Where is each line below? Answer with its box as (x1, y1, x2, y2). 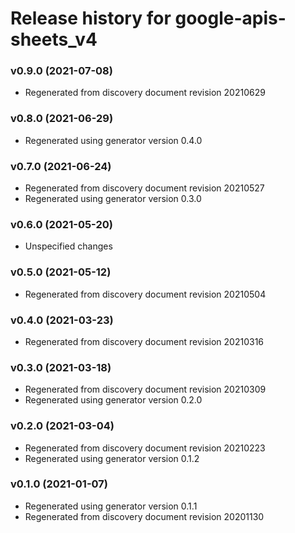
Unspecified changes (24, 240, 113, 252)
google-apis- (174, 7, 287, 30)
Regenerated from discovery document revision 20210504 (24, 288, 267, 300)
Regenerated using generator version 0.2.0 (24, 394, 203, 406)
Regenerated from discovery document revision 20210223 (24, 442, 266, 454)
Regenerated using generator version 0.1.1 (24, 500, 198, 512)
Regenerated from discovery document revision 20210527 (24, 182, 265, 194)
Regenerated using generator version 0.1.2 (24, 452, 200, 464)
